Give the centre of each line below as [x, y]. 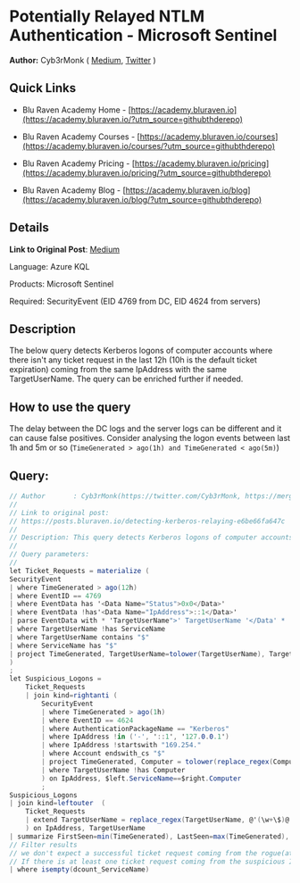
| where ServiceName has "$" [63, 646]
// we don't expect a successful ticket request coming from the [133, 853]
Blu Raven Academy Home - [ [77, 110]
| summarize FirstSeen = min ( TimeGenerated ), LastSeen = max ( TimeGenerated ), [150, 837]
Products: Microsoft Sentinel [62, 284]
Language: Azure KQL [50, 266]
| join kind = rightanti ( [71, 696]
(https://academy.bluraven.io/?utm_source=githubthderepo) [133, 119]
